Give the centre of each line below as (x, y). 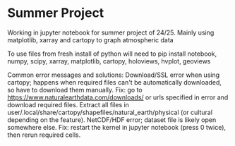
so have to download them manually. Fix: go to (75, 90)
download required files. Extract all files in (68, 104)
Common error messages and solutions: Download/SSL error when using (114, 75)
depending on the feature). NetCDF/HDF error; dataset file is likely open (112, 120)
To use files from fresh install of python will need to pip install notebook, (112, 54)
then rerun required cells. (44, 135)
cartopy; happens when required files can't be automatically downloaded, (115, 82)
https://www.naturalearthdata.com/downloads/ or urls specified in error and (118, 97)
